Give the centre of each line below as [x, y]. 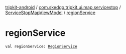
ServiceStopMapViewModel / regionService [50, 13]
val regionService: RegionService [41, 46]
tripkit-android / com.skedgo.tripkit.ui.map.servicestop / [63, 7]
